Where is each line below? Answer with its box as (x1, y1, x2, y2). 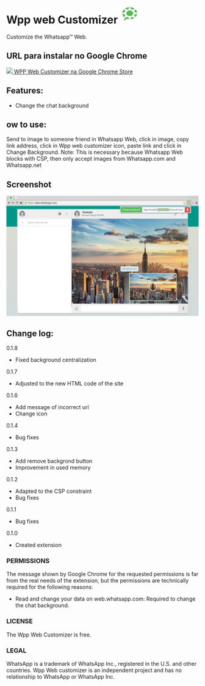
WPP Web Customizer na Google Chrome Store (13, 68, 133, 75)
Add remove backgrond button (15, 458, 93, 464)
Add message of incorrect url (15, 404, 90, 411)
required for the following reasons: (6, 583, 93, 591)
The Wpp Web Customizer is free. (6, 631, 92, 638)
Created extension (15, 541, 62, 549)
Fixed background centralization (15, 356, 96, 363)
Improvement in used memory (15, 464, 91, 471)
